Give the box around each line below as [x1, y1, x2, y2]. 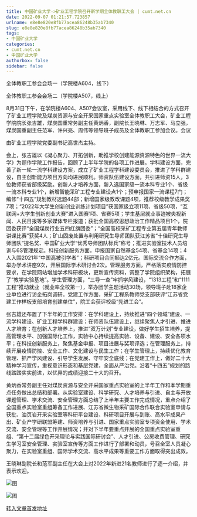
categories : [6, 42, 35, 47]
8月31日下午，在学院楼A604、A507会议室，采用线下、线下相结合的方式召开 [6, 105, 189, 112]
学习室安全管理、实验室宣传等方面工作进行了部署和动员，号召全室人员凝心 [11, 440, 191, 447]
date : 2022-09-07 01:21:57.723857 [6, 14, 91, 20]
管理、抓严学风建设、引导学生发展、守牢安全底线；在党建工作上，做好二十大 [6, 355, 191, 362]
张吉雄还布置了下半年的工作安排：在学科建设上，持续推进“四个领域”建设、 [6, 311, 186, 318]
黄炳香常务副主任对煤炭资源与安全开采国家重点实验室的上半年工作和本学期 [6, 382, 186, 389]
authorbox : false [6, 57, 49, 63]
